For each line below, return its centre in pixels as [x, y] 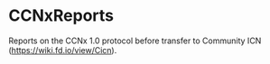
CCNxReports [61, 16]
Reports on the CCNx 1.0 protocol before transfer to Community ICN [135, 41]
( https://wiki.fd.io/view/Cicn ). [63, 50]
